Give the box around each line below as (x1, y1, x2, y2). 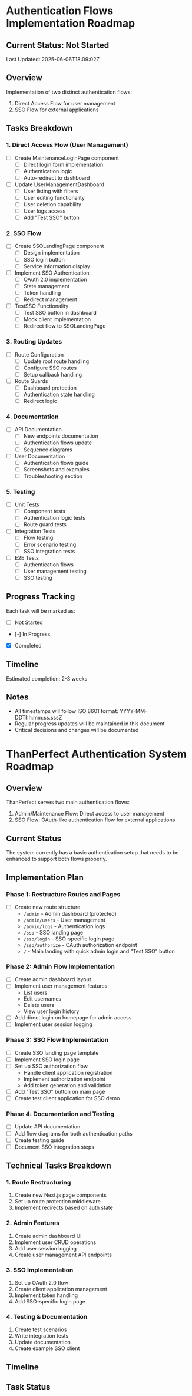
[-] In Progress (14, 631, 51, 638)
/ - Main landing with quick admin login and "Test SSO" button (23, 948, 176, 955)
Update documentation (14, 1339, 71, 1346)
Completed (14, 642, 42, 649)
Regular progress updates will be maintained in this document (14, 720, 165, 727)
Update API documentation (14, 1123, 81, 1130)
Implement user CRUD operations (14, 1239, 97, 1246)
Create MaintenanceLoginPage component (14, 154, 120, 161)
